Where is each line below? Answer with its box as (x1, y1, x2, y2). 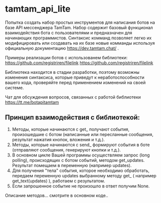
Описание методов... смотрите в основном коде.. (5, 192, 108, 198)
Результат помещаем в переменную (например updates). (12, 162, 132, 168)
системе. (5, 85, 24, 90)
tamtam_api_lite (5, 3, 71, 15)
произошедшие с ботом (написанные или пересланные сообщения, (12, 131, 154, 137)
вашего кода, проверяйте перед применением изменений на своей (5, 79, 146, 85)
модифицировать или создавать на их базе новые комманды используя (5, 40, 155, 46)
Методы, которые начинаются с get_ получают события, (12, 126, 129, 132)
